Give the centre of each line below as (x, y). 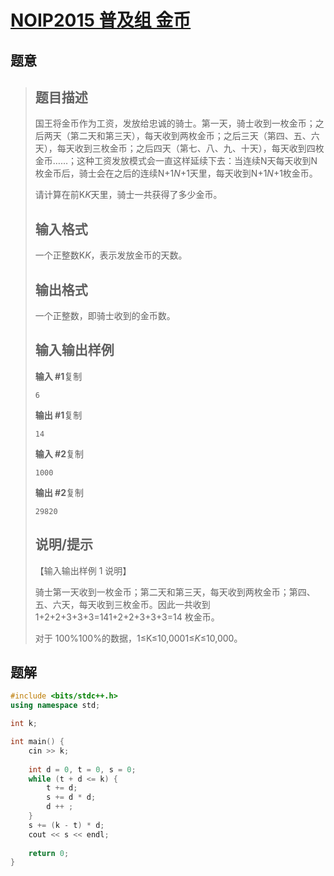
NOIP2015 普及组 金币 (101, 20)
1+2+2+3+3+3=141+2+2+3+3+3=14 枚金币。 (127, 617)
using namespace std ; (55, 706)
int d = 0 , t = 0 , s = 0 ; (82, 769)
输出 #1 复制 (58, 415)
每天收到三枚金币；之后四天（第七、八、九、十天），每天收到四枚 (190, 148)
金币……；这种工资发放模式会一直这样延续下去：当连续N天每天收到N (176, 161)
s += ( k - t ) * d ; (66, 825)
